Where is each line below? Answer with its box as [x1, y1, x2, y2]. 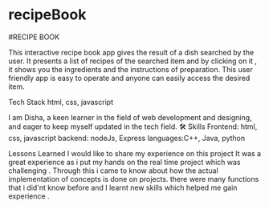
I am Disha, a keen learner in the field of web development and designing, [8, 112, 252, 122]
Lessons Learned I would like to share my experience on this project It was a [8, 148, 262, 158]
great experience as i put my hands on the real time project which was [8, 157, 241, 167]
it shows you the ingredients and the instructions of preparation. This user [8, 64, 253, 74]
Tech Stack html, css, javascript [8, 97, 114, 107]
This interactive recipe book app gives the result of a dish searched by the [8, 47, 255, 57]
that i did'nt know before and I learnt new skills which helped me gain [8, 183, 238, 192]
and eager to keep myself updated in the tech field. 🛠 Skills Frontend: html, [8, 122, 258, 131]
